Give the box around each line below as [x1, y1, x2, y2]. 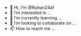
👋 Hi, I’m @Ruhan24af [9, 5, 54, 10]
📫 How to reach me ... [9, 26, 55, 31]
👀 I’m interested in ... [9, 10, 52, 16]
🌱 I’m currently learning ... [9, 15, 62, 20]
